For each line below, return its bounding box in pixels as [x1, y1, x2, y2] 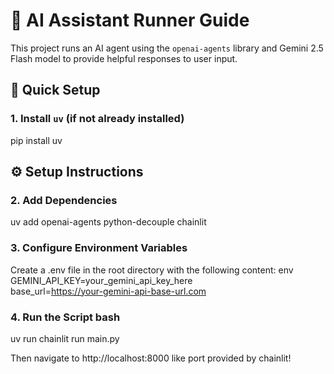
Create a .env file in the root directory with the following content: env [10, 264, 294, 276]
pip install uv [10, 134, 63, 146]
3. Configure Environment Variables [10, 241, 188, 255]
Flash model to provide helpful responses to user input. [10, 52, 238, 64]
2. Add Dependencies [10, 193, 118, 207]
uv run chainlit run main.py [10, 332, 120, 344]
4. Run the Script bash [10, 310, 121, 324]
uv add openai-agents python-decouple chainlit [10, 216, 207, 228]
